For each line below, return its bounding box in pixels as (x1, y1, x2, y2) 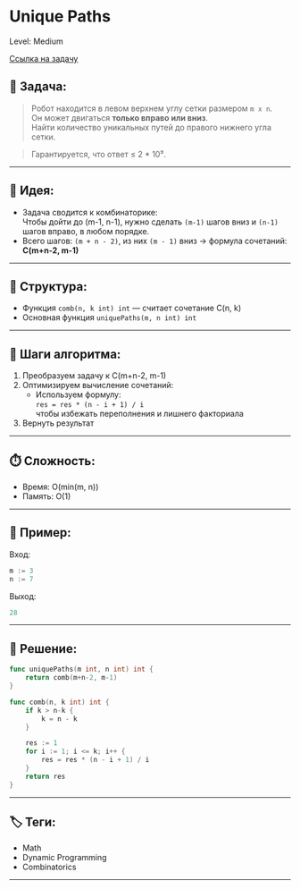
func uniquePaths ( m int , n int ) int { (9, 665, 154, 674)
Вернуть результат (21, 418, 95, 428)
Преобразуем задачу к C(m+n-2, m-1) (21, 370, 167, 381)
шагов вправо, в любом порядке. (21, 225, 150, 236)
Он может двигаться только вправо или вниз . (30, 112, 208, 123)
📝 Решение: (9, 641, 78, 656)
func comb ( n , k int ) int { (9, 698, 110, 707)
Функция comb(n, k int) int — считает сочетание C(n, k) (21, 302, 242, 314)
